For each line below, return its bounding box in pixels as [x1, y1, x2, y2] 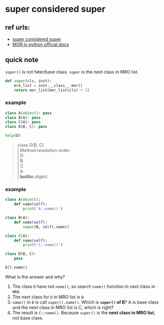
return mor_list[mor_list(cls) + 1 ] [14, 87, 90, 92]
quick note [5, 56, 39, 64]
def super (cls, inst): [5, 78, 52, 83]
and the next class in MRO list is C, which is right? [12, 304, 114, 310]
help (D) [5, 133, 21, 138]
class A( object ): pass [5, 110, 52, 116]
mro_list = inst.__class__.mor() [14, 83, 83, 88]
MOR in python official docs [12, 41, 69, 47]
